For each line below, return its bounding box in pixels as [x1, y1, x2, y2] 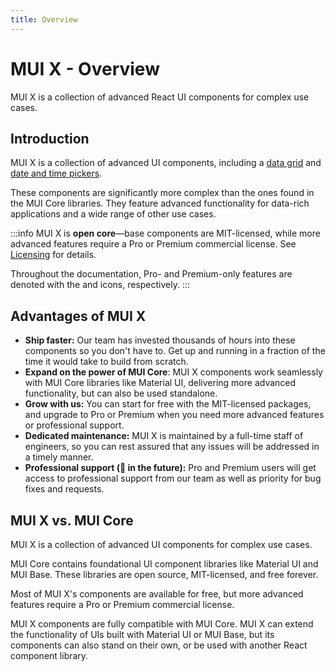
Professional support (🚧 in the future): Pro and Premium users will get [24, 462, 317, 474]
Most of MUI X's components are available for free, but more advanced [10, 588, 304, 600]
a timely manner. [24, 451, 94, 463]
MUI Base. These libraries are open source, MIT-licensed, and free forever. [10, 569, 319, 580]
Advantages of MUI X [10, 307, 147, 325]
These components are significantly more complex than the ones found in [10, 187, 315, 199]
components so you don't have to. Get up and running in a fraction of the [24, 345, 326, 357]
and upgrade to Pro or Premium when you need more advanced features [24, 409, 325, 421]
